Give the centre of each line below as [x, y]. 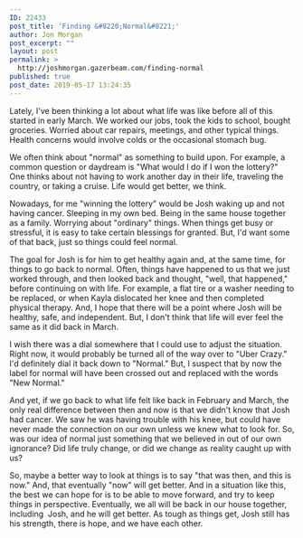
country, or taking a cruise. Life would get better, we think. [118, 185]
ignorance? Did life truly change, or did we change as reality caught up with [150, 448]
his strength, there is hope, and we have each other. [106, 523]
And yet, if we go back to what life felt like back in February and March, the [149, 400]
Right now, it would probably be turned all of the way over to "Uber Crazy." [148, 354]
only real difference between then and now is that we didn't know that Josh [150, 410]
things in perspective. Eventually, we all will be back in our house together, [148, 504]
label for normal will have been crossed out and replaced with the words [144, 373]
